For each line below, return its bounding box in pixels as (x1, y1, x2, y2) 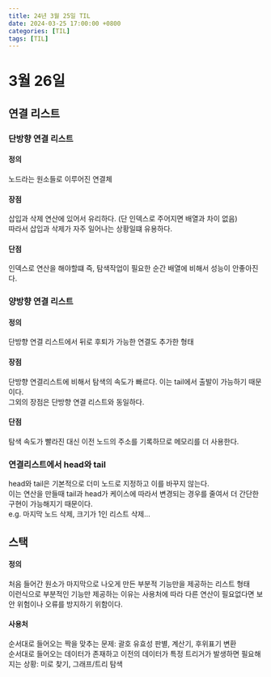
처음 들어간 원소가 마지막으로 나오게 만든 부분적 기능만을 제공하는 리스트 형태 (8, 579, 251, 589)
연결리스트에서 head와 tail (8, 459, 107, 470)
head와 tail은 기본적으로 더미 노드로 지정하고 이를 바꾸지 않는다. (8, 479, 210, 489)
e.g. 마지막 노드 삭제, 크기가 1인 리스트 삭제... (8, 509, 151, 519)
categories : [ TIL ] (8, 27, 70, 35)
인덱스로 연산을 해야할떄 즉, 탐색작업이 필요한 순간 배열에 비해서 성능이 (8, 264, 231, 273)
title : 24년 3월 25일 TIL (8, 11, 91, 20)
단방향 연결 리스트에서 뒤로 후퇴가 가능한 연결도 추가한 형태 (8, 337, 194, 347)
